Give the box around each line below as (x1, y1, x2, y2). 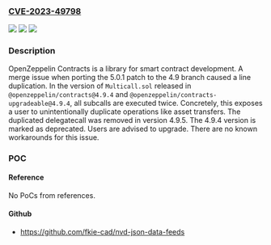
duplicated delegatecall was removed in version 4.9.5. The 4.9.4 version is (8, 115, 256, 125)
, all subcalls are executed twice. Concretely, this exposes (70, 98, 263, 108)
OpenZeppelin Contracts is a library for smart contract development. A (8, 63, 243, 74)
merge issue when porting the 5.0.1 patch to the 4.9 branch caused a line (8, 72, 252, 82)
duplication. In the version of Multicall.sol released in (8, 81, 192, 91)
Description (8, 45, 56, 57)
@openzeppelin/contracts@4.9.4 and (8, 89, 129, 99)
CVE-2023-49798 (8, 6, 82, 17)
